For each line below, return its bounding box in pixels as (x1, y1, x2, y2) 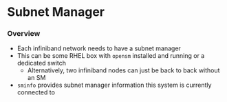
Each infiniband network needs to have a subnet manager (17, 44, 181, 52)
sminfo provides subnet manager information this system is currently (17, 81, 212, 90)
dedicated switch (17, 59, 67, 68)
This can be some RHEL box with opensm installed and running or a (17, 52, 205, 60)
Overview (7, 29, 41, 39)
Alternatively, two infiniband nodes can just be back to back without (27, 66, 220, 74)
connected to (17, 88, 55, 96)
